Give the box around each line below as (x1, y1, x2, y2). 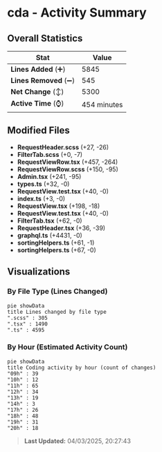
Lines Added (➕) (10, 64, 66, 74)
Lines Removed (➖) (10, 76, 75, 85)
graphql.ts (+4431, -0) (17, 231, 83, 239)
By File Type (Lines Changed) (7, 287, 108, 296)
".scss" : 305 (7, 314, 48, 321)
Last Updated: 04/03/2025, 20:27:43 (24, 437, 132, 445)
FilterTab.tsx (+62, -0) (17, 216, 82, 225)
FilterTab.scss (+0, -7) (17, 150, 83, 158)
